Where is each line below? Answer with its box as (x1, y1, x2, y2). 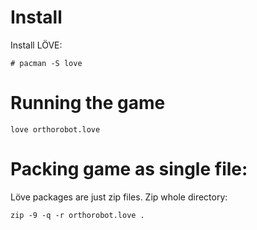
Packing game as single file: (10, 158, 248, 181)
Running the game (10, 92, 166, 115)
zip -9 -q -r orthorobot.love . (10, 210, 145, 220)
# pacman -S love (10, 58, 83, 68)
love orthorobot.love (10, 124, 101, 135)
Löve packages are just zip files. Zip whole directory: (10, 191, 228, 203)
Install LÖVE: (10, 39, 63, 51)
